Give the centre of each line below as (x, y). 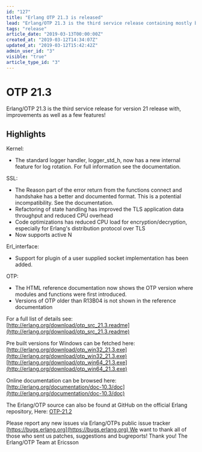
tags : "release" (26, 29)
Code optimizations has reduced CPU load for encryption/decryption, (101, 222)
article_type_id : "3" (33, 62)
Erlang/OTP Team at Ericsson (43, 442)
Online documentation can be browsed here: (61, 381)
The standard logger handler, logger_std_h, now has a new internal (97, 160)
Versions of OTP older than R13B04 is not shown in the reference (95, 301)
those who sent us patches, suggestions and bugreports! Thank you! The (97, 436)
